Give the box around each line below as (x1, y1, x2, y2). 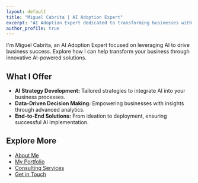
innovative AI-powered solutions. (6, 54, 87, 61)
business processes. (14, 93, 66, 101)
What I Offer (6, 71, 52, 81)
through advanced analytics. (14, 106, 85, 113)
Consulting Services (14, 164, 65, 171)
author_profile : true (6, 25, 60, 31)
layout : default (6, 8, 46, 15)
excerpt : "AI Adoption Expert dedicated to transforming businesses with (6, 20, 193, 26)
